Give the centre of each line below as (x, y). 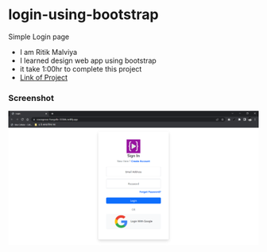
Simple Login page (39, 37)
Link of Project (44, 77)
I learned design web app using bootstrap (88, 60)
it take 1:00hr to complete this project (81, 68)
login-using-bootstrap (83, 15)
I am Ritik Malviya (48, 52)
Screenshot (31, 98)
